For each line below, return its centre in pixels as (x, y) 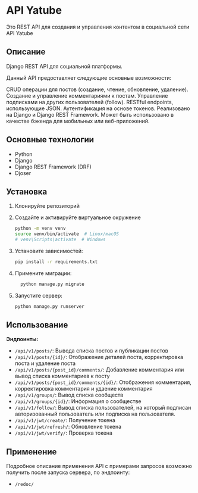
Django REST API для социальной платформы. (65, 66)
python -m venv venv (40, 229)
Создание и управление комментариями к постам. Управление (87, 95)
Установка (27, 191)
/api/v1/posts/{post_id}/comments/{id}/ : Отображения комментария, (103, 382)
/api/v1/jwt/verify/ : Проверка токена (64, 433)
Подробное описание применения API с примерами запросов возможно (99, 466)
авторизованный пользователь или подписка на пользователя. (95, 414)
